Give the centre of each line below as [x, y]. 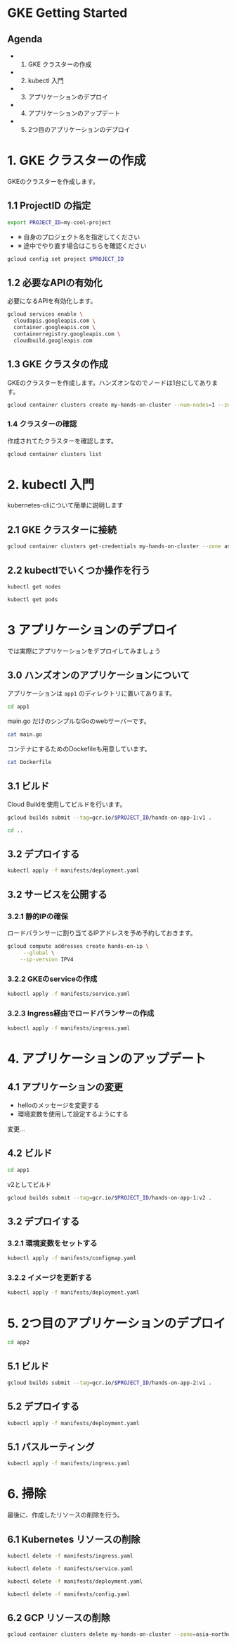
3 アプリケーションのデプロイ [93, 630]
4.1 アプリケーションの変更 [65, 1087]
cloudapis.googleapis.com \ [55, 321]
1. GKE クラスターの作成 [77, 161]
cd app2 [19, 1343]
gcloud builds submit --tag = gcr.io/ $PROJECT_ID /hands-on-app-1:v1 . [110, 818]
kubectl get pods [33, 599]
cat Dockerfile [29, 763]
